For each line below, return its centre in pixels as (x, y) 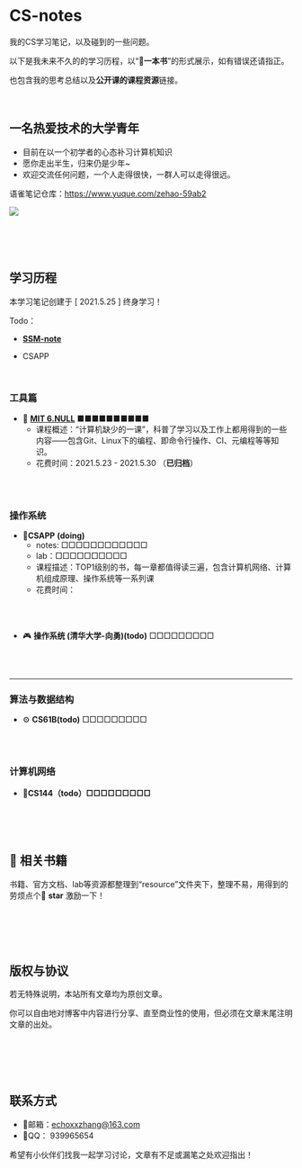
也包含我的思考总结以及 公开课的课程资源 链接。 (96, 80)
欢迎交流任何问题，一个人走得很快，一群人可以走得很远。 (129, 174)
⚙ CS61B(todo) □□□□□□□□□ (84, 720)
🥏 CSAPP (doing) (53, 535)
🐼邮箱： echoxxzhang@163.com (81, 1124)
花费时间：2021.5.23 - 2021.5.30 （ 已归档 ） (116, 463)
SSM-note (42, 338)
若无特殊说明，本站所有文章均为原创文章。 (88, 994)
